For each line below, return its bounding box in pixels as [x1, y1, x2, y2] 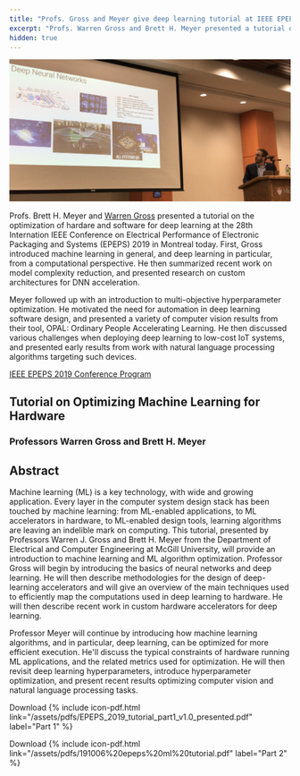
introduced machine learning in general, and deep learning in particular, [9, 248, 273, 259]
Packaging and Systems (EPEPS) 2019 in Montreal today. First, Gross [9, 238, 263, 250]
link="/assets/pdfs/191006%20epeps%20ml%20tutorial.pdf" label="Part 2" [9, 747, 287, 758]
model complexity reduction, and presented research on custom [9, 267, 246, 277]
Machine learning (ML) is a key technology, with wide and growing [9, 486, 254, 497]
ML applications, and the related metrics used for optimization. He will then [9, 656, 286, 667]
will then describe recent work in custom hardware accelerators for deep [9, 601, 278, 611]
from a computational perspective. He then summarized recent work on [9, 258, 272, 269]
